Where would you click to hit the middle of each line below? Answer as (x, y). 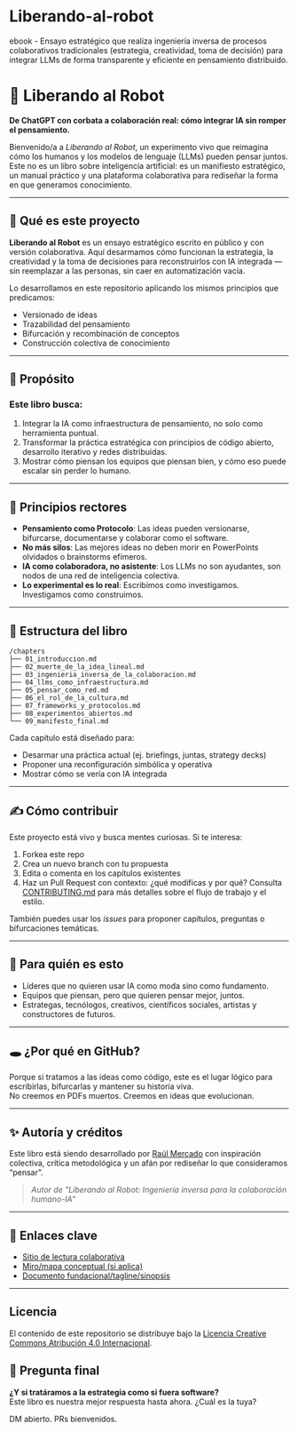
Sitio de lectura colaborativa (73, 1257)
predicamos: (32, 297)
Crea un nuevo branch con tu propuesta (95, 863)
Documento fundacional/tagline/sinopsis (96, 1276)
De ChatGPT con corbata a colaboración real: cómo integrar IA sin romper (148, 120)
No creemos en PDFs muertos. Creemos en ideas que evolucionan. (132, 1096)
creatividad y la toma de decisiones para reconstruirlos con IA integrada (141, 261)
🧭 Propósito (42, 379)
